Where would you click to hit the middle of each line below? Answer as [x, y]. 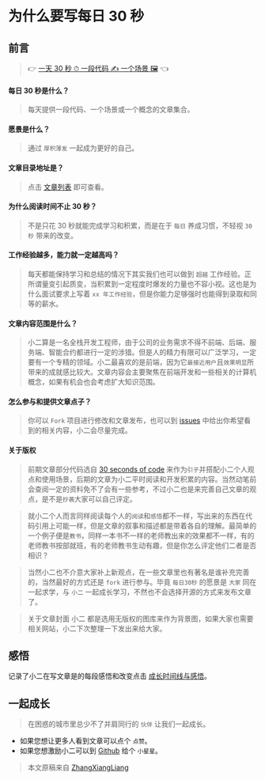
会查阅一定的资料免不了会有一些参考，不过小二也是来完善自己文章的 [138, 489]
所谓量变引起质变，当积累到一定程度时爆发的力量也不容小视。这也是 [138, 284]
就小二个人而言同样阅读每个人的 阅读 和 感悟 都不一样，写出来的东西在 [136, 516]
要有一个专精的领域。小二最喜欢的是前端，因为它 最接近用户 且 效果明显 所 [141, 362]
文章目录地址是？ [36, 168]
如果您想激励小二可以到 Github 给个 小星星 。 [91, 751]
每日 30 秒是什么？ [39, 90]
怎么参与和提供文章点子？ [50, 401]
